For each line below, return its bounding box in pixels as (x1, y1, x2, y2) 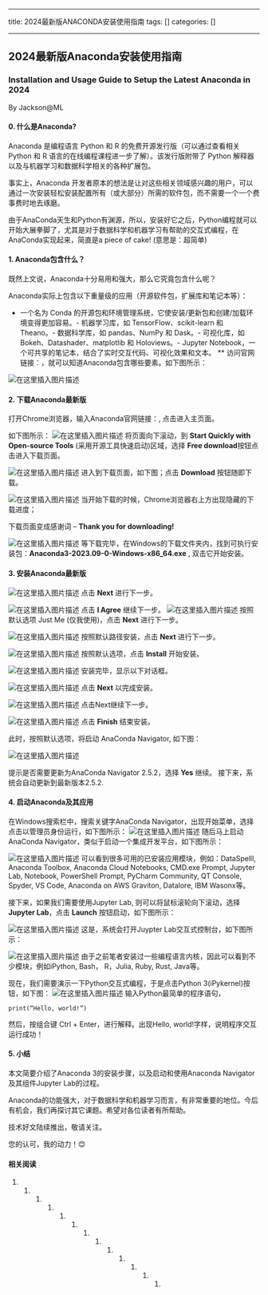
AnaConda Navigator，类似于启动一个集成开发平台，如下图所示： (8, 836, 224, 846)
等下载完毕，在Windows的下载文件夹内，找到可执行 (81, 538, 251, 548)
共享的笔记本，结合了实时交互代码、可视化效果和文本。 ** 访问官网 (33, 348, 255, 358)
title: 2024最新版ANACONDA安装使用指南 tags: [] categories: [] (8, 17, 216, 26)
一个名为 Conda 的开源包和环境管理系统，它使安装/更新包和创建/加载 (19, 308, 247, 318)
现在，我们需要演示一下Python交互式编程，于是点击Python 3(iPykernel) (8, 978, 243, 987)
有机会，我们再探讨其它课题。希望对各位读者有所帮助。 (8, 1105, 190, 1114)
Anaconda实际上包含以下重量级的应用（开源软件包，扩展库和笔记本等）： (8, 291, 248, 300)
